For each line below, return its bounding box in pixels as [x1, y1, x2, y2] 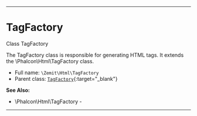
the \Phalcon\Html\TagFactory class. [6, 57, 94, 64]
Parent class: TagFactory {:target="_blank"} [14, 75, 118, 82]
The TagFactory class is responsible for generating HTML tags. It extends [6, 51, 184, 59]
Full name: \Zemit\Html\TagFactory [14, 69, 99, 76]
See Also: [6, 86, 30, 94]
